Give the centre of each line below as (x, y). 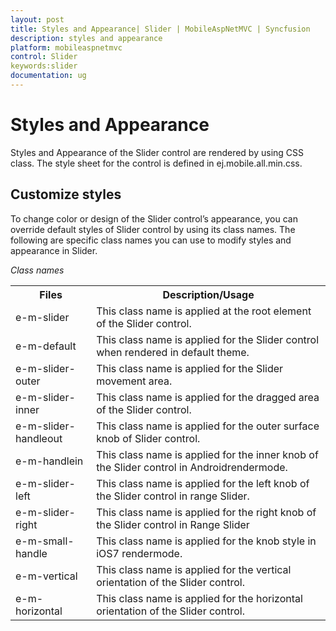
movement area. (134, 381)
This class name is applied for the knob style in (206, 541)
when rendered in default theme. (173, 352)
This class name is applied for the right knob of (206, 512)
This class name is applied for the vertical (194, 569)
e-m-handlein (49, 461)
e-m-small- (45, 541)
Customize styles (66, 194)
